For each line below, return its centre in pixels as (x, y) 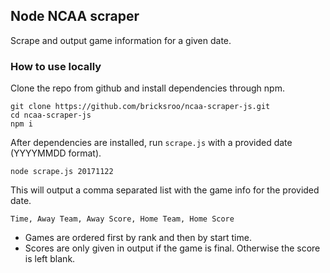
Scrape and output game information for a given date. (121, 40)
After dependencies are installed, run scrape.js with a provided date (151, 143)
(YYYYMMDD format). (56, 153)
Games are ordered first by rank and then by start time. (138, 238)
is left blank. (50, 259)
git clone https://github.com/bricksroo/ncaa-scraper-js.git (140, 107)
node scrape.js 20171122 (62, 172)
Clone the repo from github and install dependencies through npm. (147, 88)
